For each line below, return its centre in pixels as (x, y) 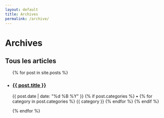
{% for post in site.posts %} (40, 73)
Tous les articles (31, 61)
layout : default (22, 10)
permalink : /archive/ (27, 19)
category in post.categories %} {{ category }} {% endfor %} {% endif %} (85, 101)
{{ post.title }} (29, 85)
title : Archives (22, 14)
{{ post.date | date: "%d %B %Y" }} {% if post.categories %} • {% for (82, 96)
